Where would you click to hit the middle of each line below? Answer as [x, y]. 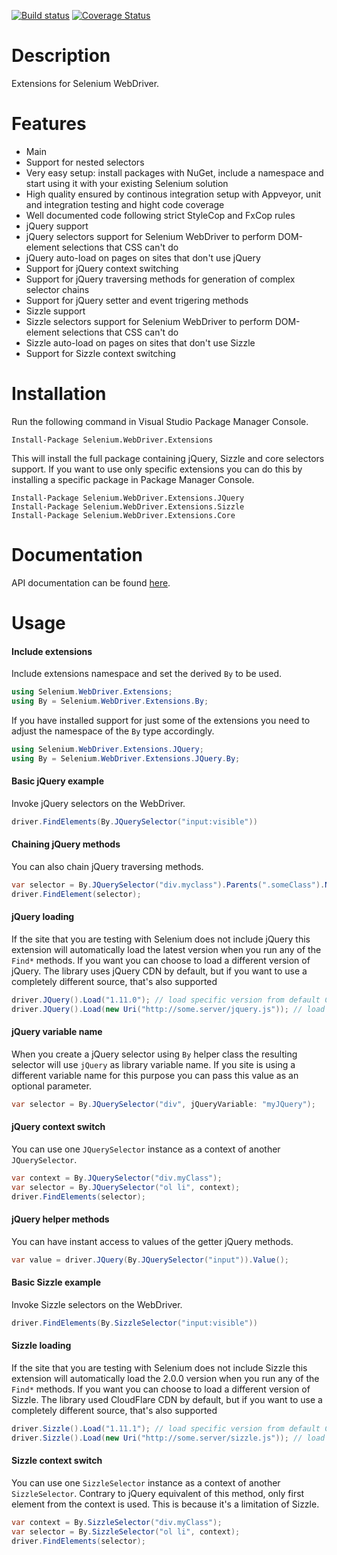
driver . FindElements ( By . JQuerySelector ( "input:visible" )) [134, 821]
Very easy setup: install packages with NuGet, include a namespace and [174, 172]
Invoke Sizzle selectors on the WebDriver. [97, 1304]
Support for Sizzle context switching [100, 353]
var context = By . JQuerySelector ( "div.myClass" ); [117, 1178]
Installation [59, 394]
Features [49, 124]
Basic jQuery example [57, 781]
